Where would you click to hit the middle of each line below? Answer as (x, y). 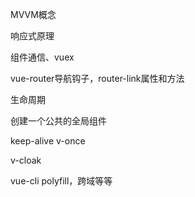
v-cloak (26, 160)
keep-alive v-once (48, 141)
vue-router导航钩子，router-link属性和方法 (97, 78)
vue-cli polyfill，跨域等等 (61, 181)
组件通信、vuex (42, 57)
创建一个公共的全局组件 (58, 121)
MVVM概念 (33, 14)
